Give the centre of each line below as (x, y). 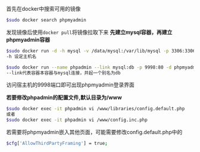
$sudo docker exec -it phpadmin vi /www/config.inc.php (77, 120)
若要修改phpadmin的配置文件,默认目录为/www (64, 98)
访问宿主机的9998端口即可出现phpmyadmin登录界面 (71, 85)
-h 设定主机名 (21, 56)
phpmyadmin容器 (28, 39)
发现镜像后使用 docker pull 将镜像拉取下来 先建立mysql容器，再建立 (89, 32)
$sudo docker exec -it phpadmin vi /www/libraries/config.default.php (96, 109)
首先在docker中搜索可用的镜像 (43, 9)
